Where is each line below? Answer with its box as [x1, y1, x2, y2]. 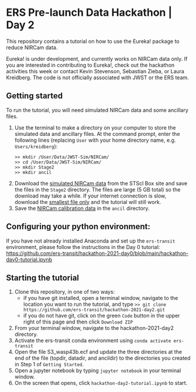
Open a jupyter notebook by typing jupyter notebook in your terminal [14, 367, 181, 374]
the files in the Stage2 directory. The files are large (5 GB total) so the [14, 186, 181, 193]
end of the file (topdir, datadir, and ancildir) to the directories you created [14, 354, 191, 362]
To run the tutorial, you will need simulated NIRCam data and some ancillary [6, 106, 189, 114]
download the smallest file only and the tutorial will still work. [14, 198, 161, 205]
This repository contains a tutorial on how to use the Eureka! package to [6, 38, 180, 45]
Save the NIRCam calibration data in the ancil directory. [14, 204, 150, 212]
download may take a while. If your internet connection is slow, [14, 192, 167, 199]
